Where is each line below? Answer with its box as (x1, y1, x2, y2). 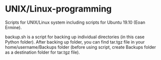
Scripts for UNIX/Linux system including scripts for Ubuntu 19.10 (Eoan (5, 19, 146, 25)
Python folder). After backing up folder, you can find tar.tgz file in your (5, 39, 145, 45)
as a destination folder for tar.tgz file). (5, 49, 80, 55)
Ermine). (5, 24, 22, 30)
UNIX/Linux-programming (5, 3, 112, 15)
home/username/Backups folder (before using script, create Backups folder (5, 44, 156, 50)
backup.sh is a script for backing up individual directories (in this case (5, 34, 145, 40)
